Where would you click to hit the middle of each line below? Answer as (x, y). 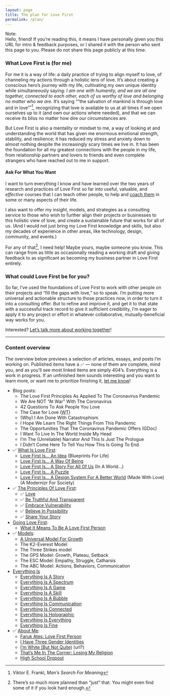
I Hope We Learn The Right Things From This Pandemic (78, 423)
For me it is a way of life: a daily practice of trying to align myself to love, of (83, 74)
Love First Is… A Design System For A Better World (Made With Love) (92, 477)
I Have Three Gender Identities (52, 642)
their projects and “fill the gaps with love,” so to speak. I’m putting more (80, 293)
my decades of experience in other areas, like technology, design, (74, 231)
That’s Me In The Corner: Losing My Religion (66, 652)
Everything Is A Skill (41, 593)
